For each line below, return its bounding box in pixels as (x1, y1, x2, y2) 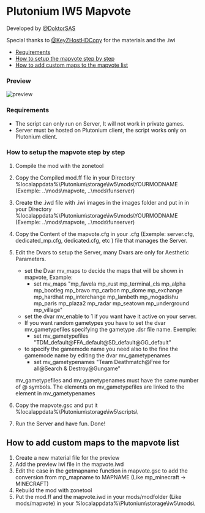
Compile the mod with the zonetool (15, 162, 104, 169)
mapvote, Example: (24, 273, 73, 281)
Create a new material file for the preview (15, 454, 120, 461)
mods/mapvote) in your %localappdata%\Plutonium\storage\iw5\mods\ (15, 500, 195, 507)
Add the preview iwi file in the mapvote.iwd (15, 460, 124, 468)
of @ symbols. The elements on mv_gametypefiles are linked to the (15, 383, 185, 390)
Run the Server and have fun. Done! (15, 420, 106, 427)
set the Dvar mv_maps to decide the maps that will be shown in (24, 267, 184, 274)
